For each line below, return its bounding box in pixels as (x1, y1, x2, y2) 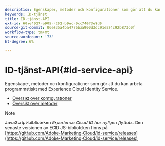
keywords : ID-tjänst (5, 12, 48, 17)
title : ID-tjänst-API (5, 16, 50, 21)
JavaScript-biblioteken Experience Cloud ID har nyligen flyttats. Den (5, 120, 143, 125)
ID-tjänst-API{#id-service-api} (5, 64, 134, 75)
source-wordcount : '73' (5, 35, 54, 40)
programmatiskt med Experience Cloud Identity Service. (5, 86, 119, 92)
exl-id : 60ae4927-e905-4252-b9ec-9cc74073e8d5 (5, 21, 102, 26)
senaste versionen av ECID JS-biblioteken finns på (5, 124, 108, 130)
